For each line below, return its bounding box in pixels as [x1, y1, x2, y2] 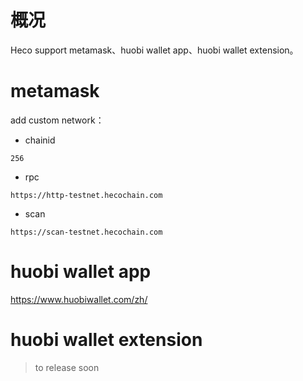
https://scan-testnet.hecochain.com [10, 227, 163, 237]
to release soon [34, 361, 100, 373]
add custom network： [10, 114, 105, 126]
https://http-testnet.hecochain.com [10, 190, 163, 200]
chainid [24, 134, 56, 146]
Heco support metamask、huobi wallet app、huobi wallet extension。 [10, 44, 299, 56]
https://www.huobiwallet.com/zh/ [10, 293, 148, 305]
